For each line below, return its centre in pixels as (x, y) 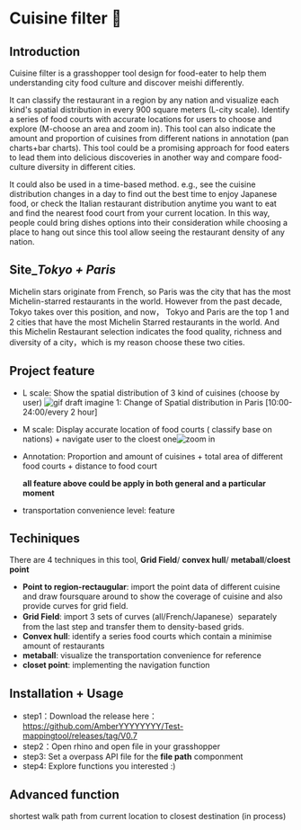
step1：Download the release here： (89, 716)
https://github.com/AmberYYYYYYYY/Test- (103, 727)
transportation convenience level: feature (98, 510)
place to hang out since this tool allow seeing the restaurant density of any (147, 232)
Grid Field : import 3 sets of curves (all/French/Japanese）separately (150, 617)
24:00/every (45, 412)
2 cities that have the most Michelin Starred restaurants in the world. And (145, 322)
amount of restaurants (63, 646)
